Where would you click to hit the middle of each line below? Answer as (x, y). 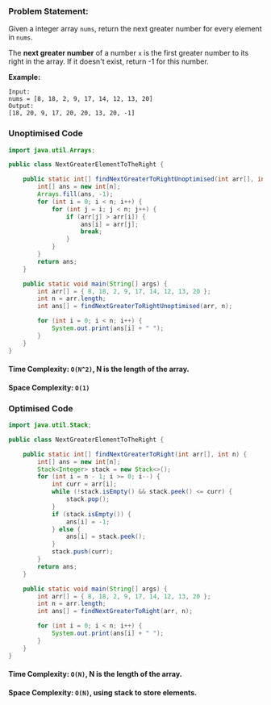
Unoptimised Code (46, 133)
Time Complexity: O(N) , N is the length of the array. (96, 674)
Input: (19, 92)
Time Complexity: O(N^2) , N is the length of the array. (99, 369)
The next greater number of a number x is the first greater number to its (129, 53)
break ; (92, 232)
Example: (25, 77)
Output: (21, 106)
